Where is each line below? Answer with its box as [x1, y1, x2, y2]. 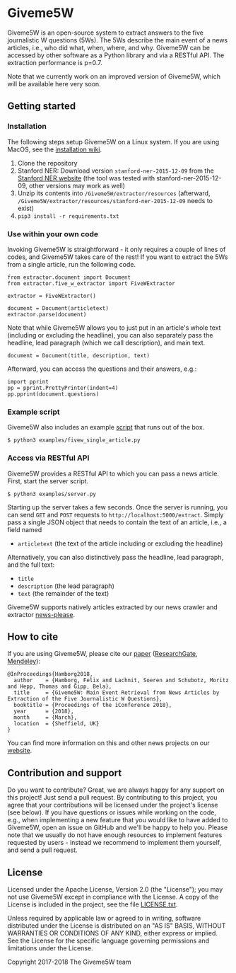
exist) [17, 204, 34, 212]
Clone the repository [17, 159, 78, 167]
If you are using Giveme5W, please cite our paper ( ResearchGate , [7, 650, 198, 658]
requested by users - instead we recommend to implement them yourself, [7, 839, 222, 847]
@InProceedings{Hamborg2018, [7, 671, 93, 678]
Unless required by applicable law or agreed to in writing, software [7, 914, 201, 922]
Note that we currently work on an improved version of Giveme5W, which [7, 72, 221, 81]
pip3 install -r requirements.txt [17, 212, 119, 220]
